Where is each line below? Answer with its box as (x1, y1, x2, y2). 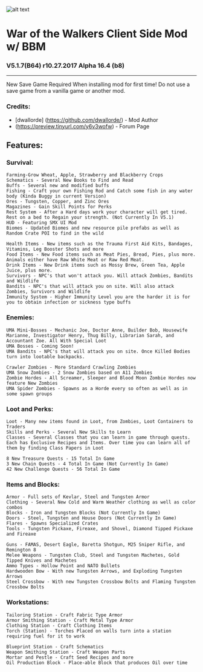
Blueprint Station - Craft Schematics (6, 644, 104, 650)
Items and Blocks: (6, 480, 60, 488)
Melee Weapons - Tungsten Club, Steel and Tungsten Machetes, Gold (6, 552, 180, 559)
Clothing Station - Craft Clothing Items (6, 622, 112, 628)
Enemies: (6, 313, 34, 322)
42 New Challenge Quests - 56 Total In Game (6, 467, 120, 473)
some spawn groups (6, 391, 53, 397)
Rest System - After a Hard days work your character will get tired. (6, 209, 188, 215)
